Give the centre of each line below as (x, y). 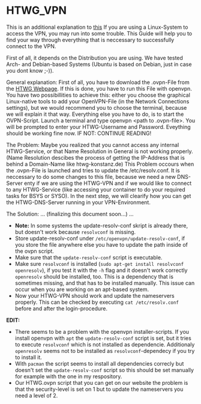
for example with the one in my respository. (68, 376)
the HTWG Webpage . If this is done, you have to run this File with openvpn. (99, 88)
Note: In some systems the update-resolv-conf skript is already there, (101, 225)
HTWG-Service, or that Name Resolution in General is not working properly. (100, 151)
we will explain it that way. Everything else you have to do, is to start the (95, 114)
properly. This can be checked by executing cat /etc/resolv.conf (97, 302)
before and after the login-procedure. (61, 308)
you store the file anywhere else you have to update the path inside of (101, 244)
